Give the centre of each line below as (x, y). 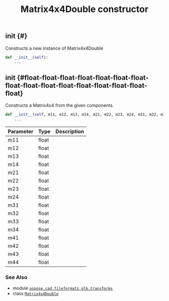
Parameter (21, 131)
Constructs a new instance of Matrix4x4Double (54, 48)
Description (70, 131)
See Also (16, 277)
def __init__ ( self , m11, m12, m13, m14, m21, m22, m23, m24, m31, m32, (82, 115)
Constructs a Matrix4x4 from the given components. (60, 105)
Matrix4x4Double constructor (84, 9)
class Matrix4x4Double (35, 293)
